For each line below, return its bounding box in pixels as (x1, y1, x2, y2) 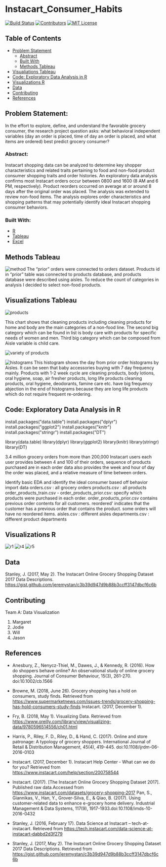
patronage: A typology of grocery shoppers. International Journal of (12, 738, 151, 744)
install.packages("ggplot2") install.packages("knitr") (5, 424, 112, 430)
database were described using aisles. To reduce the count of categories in (5, 277, 159, 283)
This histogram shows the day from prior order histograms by (34, 359, 159, 365)
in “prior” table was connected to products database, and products (5, 271, 142, 277)
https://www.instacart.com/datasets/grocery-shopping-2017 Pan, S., (12, 790, 152, 795)
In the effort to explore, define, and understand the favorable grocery (5, 123, 146, 129)
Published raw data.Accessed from (12, 784, 84, 790)
